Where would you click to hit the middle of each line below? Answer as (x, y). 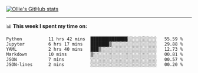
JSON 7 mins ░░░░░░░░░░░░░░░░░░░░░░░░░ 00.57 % (95, 60)
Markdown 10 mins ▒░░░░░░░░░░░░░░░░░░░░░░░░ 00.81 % (95, 54)
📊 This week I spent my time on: (47, 26)
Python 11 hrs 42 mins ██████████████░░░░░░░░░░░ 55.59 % (95, 39)
